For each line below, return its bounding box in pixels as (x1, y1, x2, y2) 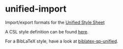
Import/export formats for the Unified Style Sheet (5, 19, 105, 25)
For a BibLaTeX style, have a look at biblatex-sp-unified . (5, 38, 119, 44)
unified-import (5, 3, 67, 15)
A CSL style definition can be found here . (5, 29, 89, 34)
